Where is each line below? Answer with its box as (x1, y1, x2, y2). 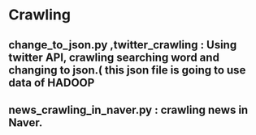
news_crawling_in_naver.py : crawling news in (8, 103, 249, 116)
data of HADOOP (8, 75, 95, 90)
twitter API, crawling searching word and (8, 50, 219, 64)
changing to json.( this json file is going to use (8, 63, 246, 77)
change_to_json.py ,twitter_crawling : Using (8, 38, 237, 52)
